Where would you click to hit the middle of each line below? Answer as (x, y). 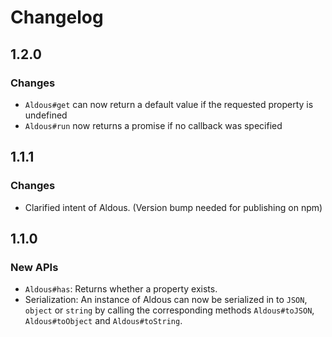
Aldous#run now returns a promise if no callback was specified (153, 125)
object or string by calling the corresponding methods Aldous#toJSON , (169, 310)
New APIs (34, 267)
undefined (46, 115)
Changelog (57, 17)
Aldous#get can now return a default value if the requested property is (169, 104)
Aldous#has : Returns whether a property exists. (121, 289)
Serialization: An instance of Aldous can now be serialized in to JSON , (166, 300)
